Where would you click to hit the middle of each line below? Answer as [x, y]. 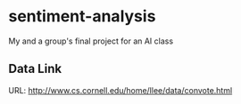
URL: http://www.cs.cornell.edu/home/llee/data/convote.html [120, 90]
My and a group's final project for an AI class [91, 41]
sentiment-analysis [82, 16]
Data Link [35, 69]
